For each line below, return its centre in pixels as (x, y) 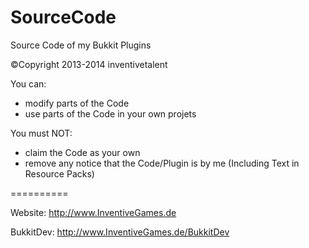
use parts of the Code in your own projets (110, 113)
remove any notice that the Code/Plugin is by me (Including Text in (162, 163)
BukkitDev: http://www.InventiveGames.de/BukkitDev (120, 232)
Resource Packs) (59, 173)
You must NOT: (41, 133)
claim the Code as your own (82, 152)
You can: (28, 83)
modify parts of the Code (77, 103)
